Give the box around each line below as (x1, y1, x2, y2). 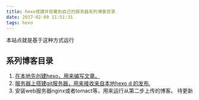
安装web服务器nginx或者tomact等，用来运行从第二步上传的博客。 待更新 (14, 87, 194, 95)
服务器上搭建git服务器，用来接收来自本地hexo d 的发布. (14, 80, 151, 87)
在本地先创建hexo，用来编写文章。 (14, 72, 100, 80)
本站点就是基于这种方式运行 (6, 37, 74, 44)
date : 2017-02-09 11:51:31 (6, 14, 73, 20)
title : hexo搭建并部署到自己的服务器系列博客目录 (6, 8, 116, 15)
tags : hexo (6, 20, 33, 25)
